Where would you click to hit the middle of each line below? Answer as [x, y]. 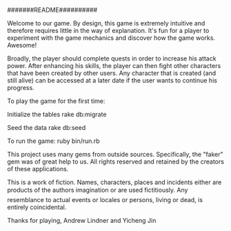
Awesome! [22, 45]
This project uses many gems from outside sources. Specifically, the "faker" [115, 154]
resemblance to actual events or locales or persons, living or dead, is [105, 200]
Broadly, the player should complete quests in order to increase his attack [112, 58]
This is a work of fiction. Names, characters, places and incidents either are [114, 182]
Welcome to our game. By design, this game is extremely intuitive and [106, 23]
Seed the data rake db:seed [47, 128]
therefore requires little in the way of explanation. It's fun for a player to [108, 31]
